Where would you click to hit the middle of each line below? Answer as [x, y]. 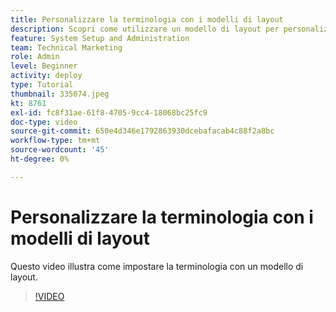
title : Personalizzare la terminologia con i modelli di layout [147, 19]
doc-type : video [44, 122]
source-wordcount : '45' [60, 150]
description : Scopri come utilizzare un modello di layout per [145, 29]
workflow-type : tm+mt [55, 141]
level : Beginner [44, 66]
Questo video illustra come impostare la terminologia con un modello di [157, 266]
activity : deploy [46, 76]
